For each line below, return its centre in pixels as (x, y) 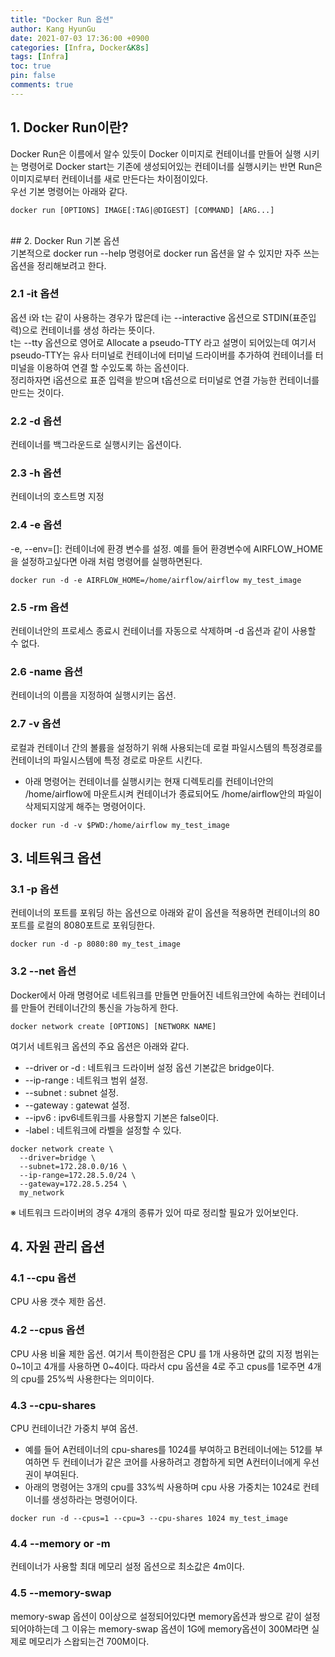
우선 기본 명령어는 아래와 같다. (69, 191)
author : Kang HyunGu (53, 29)
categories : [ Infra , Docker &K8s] (80, 47)
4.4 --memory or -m (60, 1543)
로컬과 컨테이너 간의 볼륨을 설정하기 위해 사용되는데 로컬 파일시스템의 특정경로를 (166, 747)
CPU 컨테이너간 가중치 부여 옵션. (74, 1428)
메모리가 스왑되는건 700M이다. (89, 1641)
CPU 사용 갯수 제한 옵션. (58, 1302)
